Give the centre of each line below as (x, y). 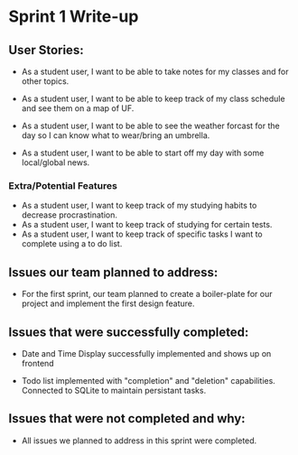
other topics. (45, 81)
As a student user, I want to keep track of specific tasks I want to (142, 234)
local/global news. (56, 162)
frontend (38, 363)
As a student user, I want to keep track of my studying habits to (139, 206)
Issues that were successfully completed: (129, 332)
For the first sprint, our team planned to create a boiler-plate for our (147, 294)
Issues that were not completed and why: (127, 418)
